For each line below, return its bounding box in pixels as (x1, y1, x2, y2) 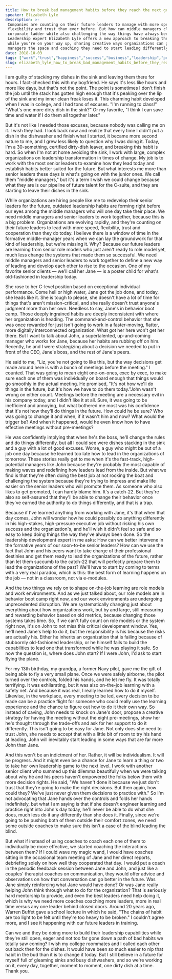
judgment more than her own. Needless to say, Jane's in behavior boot (5, 306, 155, 312)
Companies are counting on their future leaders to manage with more (7, 22, 159, 27)
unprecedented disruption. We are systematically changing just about (5, 601, 152, 608)
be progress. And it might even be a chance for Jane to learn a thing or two (5, 757, 164, 764)
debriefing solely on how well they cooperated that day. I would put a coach (5, 860, 165, 866)
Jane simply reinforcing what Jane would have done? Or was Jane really (5, 882, 159, 888)
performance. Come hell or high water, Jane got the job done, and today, (5, 289, 159, 295)
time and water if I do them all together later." (5, 112, 101, 118)
